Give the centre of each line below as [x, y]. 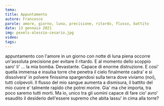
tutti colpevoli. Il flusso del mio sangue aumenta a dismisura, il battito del [79, 82]
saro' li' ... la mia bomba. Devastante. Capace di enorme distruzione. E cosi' [82, 66]
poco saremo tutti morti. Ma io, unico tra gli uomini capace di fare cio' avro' [82, 93]
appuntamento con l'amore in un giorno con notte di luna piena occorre [78, 56]
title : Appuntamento [26, 14]
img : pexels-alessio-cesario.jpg [40, 33]
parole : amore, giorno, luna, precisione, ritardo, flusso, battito [77, 24]
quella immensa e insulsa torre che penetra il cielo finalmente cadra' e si [79, 72]
